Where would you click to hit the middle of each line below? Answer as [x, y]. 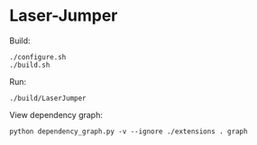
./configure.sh [38, 57]
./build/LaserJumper [48, 98]
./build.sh [30, 65]
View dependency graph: [56, 114]
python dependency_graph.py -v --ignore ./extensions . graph [128, 131]
